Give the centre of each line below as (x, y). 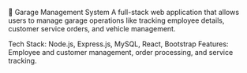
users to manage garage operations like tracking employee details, (116, 20)
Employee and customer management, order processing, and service (121, 52)
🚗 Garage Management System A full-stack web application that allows (123, 12)
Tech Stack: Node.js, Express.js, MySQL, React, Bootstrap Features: (118, 44)
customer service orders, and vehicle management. (92, 29)
